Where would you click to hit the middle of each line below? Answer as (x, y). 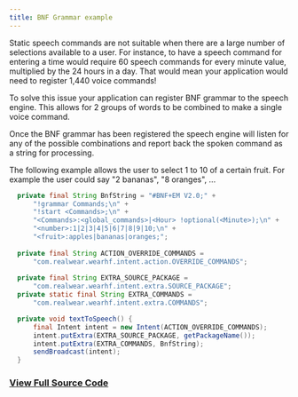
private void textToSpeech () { (75, 319)
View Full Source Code (59, 383)
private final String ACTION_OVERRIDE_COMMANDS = (110, 253)
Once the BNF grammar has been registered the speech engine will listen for (149, 133)
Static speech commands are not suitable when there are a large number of (147, 43)
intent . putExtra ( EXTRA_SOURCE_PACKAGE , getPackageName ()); (144, 335)
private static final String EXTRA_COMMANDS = (105, 295)
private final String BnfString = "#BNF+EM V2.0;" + (117, 195)
